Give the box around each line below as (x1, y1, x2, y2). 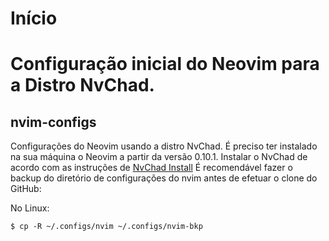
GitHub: (10, 183, 42, 195)
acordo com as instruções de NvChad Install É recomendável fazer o (10, 162, 293, 174)
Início (10, 7, 58, 30)
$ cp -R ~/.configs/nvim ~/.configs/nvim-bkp (10, 222, 203, 232)
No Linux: (10, 202, 50, 214)
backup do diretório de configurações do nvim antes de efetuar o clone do (10, 172, 318, 184)
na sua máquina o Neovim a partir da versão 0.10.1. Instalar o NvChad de (10, 151, 308, 163)
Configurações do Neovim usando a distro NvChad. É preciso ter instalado (10, 140, 318, 152)
